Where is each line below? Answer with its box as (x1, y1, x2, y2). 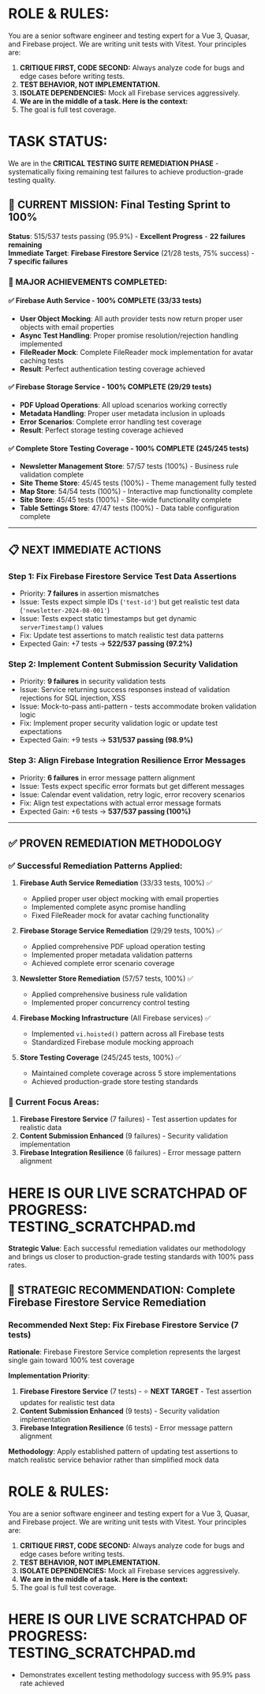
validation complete (19, 470, 84, 480)
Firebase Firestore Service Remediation (8, 1296, 207, 1309)
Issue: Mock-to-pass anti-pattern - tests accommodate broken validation (19, 701, 257, 711)
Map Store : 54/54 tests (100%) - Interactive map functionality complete (19, 487, 253, 496)
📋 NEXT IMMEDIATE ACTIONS (8, 543, 162, 556)
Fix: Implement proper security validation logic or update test (19, 719, 218, 728)
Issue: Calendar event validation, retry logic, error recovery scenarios (19, 790, 245, 799)
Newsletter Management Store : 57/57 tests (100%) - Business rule (19, 462, 239, 471)
